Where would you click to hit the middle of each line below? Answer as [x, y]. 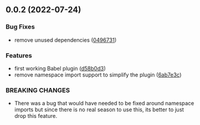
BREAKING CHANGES [38, 90]
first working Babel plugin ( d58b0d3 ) [60, 68]
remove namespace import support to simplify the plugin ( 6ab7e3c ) [98, 75]
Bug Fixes [20, 27]
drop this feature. [36, 116]
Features [19, 55]
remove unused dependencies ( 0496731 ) [65, 40]
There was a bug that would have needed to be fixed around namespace [104, 103]
